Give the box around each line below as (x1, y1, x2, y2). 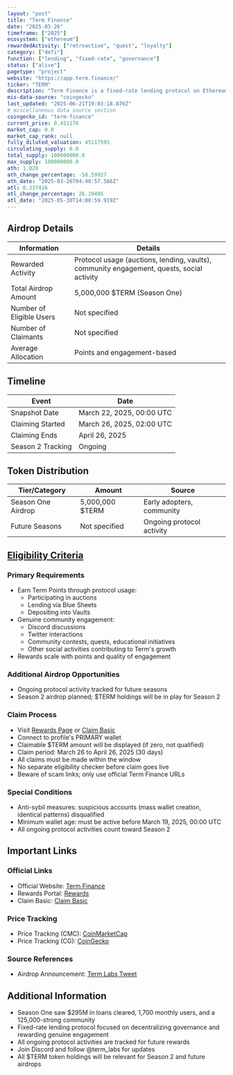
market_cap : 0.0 (7, 126, 54, 133)
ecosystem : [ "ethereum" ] (7, 36, 79, 43)
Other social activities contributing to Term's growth (27, 645, 177, 654)
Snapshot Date (10, 408, 59, 417)
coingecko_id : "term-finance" (7, 113, 95, 120)
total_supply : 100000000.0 (7, 152, 85, 159)
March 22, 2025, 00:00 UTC (78, 408, 172, 417)
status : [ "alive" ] (7, 62, 60, 69)
